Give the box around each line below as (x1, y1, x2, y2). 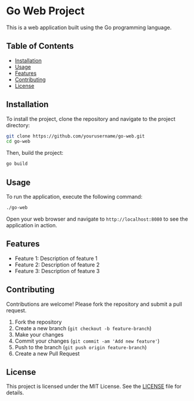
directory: (6, 121, 30, 129)
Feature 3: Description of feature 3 (14, 267, 100, 274)
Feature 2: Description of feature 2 (14, 261, 100, 268)
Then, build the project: (6, 149, 64, 156)
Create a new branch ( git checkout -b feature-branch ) (14, 324, 152, 331)
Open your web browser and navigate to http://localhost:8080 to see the (6, 215, 189, 223)
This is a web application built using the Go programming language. (6, 24, 172, 31)
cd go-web (6, 139, 31, 145)
